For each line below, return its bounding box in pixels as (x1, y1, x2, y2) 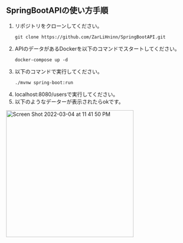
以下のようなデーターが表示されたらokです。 (14, 98, 124, 105)
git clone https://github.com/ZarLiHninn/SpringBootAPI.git (14, 34, 166, 40)
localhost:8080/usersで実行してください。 (14, 91, 119, 98)
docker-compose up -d (14, 56, 68, 63)
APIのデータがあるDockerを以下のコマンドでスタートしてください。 (14, 45, 180, 52)
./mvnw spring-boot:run (14, 79, 74, 85)
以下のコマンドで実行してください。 (14, 68, 103, 75)
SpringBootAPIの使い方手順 (6, 5, 109, 16)
